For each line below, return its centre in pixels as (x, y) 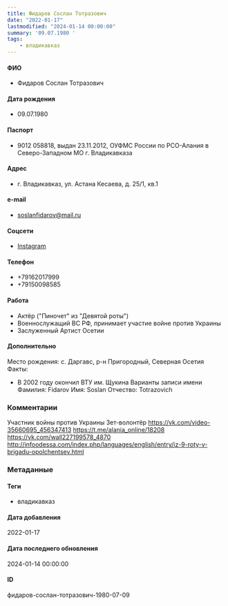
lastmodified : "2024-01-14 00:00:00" (61, 26)
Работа (18, 300)
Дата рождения (31, 99)
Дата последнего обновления (53, 549)
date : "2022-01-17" (35, 20)
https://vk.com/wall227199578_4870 (59, 437)
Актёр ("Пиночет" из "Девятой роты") (73, 315)
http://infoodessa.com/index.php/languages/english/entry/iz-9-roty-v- (107, 444)
